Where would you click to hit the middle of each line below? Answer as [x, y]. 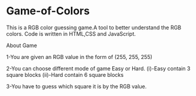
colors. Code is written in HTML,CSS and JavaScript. [71, 33]
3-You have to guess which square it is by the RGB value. [76, 86]
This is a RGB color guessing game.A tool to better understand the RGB [94, 27]
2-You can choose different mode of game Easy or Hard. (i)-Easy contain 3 [98, 68]
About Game [22, 45]
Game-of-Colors [48, 11]
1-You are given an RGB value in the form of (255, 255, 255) [79, 57]
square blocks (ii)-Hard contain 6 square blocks [65, 75]
